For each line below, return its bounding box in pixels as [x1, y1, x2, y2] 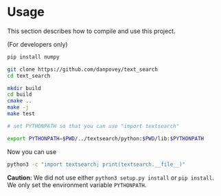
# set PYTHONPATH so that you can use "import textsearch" [7, 122, 180, 129]
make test [7, 111, 36, 118]
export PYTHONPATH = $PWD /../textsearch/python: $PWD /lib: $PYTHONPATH [7, 135, 205, 142]
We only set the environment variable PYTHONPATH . [7, 180, 147, 189]
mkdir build [7, 85, 41, 91]
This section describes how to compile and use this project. [7, 27, 176, 35]
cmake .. [7, 98, 32, 105]
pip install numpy [7, 53, 60, 61]
